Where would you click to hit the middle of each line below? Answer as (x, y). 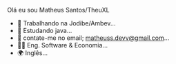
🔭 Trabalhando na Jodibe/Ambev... (66, 23)
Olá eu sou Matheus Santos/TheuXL (59, 10)
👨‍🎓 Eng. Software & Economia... (62, 45)
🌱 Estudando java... (45, 31)
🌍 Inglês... (32, 53)
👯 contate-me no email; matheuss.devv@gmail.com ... (93, 38)
